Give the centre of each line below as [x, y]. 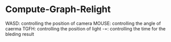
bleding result [20, 34]
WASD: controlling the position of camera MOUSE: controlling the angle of [83, 23]
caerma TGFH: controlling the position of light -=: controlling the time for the [86, 28]
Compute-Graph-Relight [58, 9]
